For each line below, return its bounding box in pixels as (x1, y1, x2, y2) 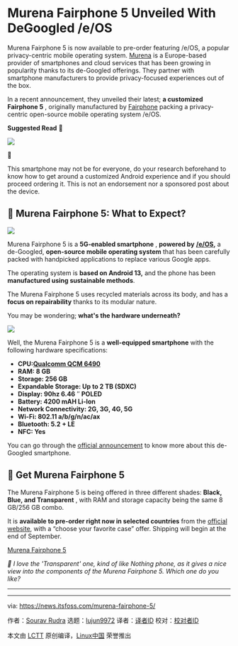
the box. (7, 81, 32, 89)
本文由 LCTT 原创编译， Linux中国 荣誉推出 (7, 631, 132, 640)
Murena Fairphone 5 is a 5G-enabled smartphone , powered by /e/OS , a (7, 240, 221, 248)
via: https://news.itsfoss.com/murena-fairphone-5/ (7, 601, 156, 610)
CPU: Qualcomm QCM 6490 (17, 360, 101, 368)
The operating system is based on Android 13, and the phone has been (7, 268, 216, 277)
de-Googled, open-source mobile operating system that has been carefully (7, 247, 230, 256)
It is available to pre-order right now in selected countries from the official (7, 516, 228, 525)
